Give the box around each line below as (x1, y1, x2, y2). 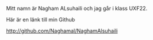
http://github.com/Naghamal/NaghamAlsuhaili (6, 27, 118, 34)
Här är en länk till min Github (6, 16, 76, 23)
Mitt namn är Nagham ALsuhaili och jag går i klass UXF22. (6, 5, 148, 12)
